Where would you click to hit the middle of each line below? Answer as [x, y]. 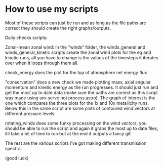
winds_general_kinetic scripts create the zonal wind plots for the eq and [78, 52]
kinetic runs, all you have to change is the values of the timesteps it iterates [82, 57]
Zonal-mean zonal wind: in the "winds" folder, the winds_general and [75, 47]
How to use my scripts [52, 9]
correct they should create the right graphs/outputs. [58, 28]
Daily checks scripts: [26, 38]
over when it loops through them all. [42, 63]
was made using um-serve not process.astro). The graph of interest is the [80, 98]
